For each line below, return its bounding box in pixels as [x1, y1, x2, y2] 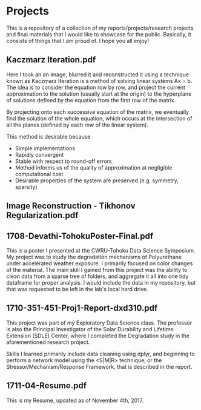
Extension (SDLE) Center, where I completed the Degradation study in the [6, 332, 189, 339]
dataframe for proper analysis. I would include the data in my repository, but [6, 279, 196, 286]
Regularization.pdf [6, 210, 79, 220]
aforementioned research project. [6, 338, 90, 346]
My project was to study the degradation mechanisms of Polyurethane [6, 253, 182, 260]
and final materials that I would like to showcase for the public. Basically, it [6, 30, 192, 38]
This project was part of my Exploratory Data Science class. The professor [6, 319, 193, 326]
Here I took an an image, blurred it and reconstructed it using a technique [6, 71, 189, 78]
